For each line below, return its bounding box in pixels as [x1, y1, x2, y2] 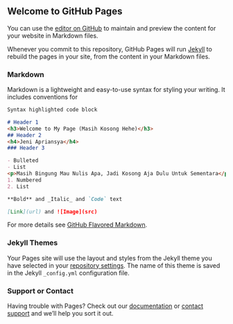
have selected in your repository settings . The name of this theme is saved [7, 261, 221, 270]
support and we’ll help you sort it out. [7, 309, 114, 318]
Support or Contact [7, 286, 74, 295]
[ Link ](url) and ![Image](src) [7, 208, 98, 215]
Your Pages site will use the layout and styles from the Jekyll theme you [7, 254, 213, 262]
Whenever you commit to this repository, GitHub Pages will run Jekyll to [7, 44, 213, 53]
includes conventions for [7, 93, 78, 102]
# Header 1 [7, 118, 39, 126]
